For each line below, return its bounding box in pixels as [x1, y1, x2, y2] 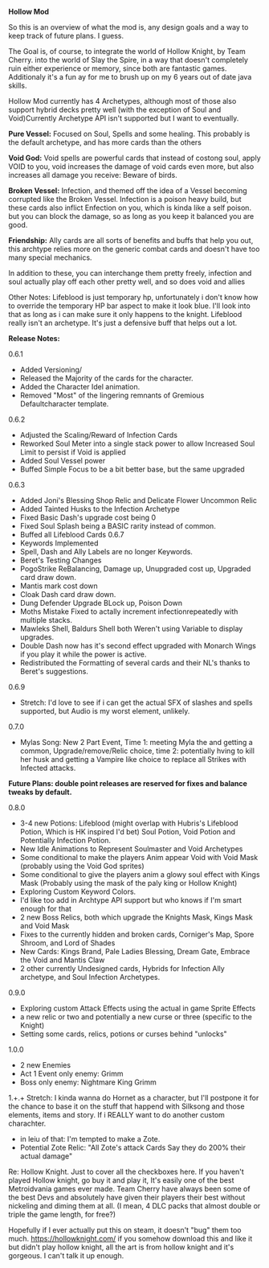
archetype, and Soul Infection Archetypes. [19, 973, 161, 982]
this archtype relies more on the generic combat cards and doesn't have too [8, 245, 260, 253]
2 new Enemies [19, 1060, 71, 1069]
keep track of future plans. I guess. [8, 31, 124, 40]
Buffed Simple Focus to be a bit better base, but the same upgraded [19, 464, 245, 474]
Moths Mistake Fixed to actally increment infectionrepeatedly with [19, 607, 238, 616]
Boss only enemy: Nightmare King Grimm [19, 1077, 157, 1087]
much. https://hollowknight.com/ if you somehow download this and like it [8, 1234, 253, 1243]
